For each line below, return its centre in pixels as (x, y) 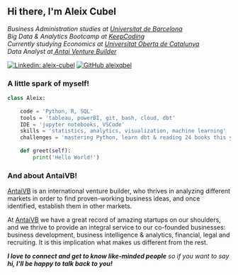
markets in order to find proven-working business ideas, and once (104, 198)
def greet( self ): (46, 151)
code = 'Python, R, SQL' (57, 111)
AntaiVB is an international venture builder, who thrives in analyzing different (119, 191)
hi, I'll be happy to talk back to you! (60, 264)
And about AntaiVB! (42, 175)
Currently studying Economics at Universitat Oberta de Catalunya (103, 44)
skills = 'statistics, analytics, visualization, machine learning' (123, 131)
